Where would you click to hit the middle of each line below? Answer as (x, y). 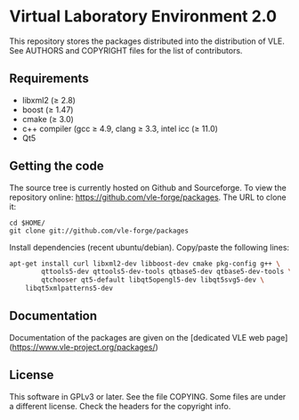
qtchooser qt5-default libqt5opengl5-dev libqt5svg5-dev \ (153, 280)
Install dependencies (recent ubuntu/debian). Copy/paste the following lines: (149, 247)
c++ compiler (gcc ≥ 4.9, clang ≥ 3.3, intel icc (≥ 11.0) (120, 128)
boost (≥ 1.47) (48, 110)
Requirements (49, 79)
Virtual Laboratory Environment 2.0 (143, 16)
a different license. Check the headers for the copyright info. (120, 406)
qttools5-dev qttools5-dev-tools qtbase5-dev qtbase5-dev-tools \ (167, 272)
